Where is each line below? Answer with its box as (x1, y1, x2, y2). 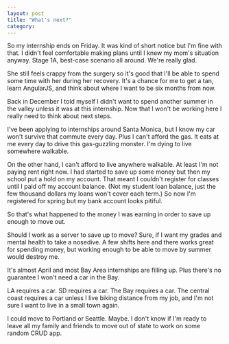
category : (7, 23, 36, 30)
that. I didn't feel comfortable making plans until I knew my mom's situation (7, 49, 219, 57)
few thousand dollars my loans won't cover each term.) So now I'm (7, 190, 196, 198)
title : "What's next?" (7, 16, 72, 23)
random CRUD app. (7, 329, 62, 337)
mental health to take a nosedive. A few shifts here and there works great (7, 238, 214, 246)
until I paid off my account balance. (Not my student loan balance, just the (7, 183, 216, 191)
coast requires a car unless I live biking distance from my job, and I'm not (7, 294, 214, 302)
